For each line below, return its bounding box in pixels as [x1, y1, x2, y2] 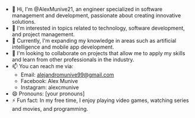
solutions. [11, 18, 36, 25]
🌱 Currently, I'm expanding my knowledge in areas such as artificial [11, 37, 177, 44]
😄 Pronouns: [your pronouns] [11, 90, 85, 97]
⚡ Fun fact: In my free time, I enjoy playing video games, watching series [11, 97, 189, 104]
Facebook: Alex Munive [20, 78, 78, 84]
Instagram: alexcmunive [20, 84, 79, 91]
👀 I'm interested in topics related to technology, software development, [11, 24, 185, 31]
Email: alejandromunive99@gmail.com [20, 71, 114, 78]
